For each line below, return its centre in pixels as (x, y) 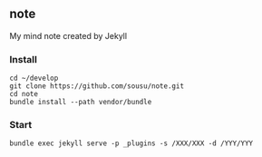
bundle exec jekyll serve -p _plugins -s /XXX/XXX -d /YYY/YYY (131, 143)
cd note (24, 94)
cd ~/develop (34, 78)
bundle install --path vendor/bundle (81, 103)
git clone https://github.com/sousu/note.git (97, 86)
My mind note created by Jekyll (68, 35)
